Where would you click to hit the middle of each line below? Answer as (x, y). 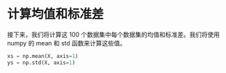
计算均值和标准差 (56, 14)
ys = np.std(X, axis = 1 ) (41, 63)
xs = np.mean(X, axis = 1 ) (43, 56)
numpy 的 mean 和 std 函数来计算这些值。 (66, 43)
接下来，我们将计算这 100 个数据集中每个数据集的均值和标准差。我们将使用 (114, 34)
